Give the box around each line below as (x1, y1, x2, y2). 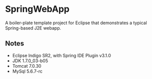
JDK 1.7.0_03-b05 (12, 58, 49, 64)
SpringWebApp (5, 3, 70, 15)
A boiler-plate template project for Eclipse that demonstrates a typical (5, 20, 147, 26)
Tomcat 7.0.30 (12, 63, 42, 69)
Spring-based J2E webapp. (5, 25, 61, 31)
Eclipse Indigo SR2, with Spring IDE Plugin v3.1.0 (12, 52, 111, 58)
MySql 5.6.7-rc (12, 68, 43, 74)
